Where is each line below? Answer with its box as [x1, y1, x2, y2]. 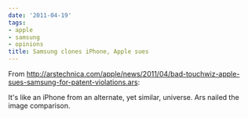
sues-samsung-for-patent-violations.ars [8, 77, 139, 87]
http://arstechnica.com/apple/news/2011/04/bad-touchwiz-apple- [26, 70, 240, 78]
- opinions [8, 41, 44, 48]
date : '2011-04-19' [8, 11, 72, 20]
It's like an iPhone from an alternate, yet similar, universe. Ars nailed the [8, 93, 239, 102]
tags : [8, 19, 26, 27]
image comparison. [8, 101, 71, 110]
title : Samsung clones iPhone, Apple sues [8, 48, 149, 55]
